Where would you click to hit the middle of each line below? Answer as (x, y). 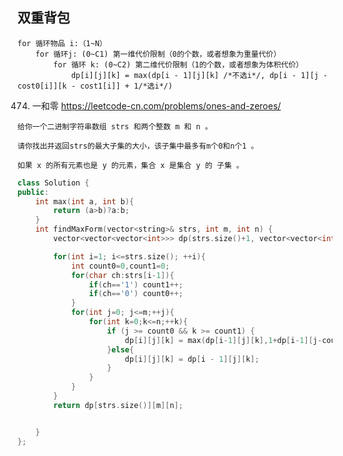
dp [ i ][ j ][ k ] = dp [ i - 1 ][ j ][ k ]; (192, 359)
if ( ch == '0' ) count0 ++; (136, 294)
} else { (120, 349)
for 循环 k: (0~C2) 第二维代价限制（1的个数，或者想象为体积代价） (178, 64)
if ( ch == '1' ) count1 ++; (136, 284)
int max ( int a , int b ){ (85, 201)
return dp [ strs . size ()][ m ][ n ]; (118, 405)
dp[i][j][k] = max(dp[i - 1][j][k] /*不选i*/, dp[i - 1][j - (199, 75)
